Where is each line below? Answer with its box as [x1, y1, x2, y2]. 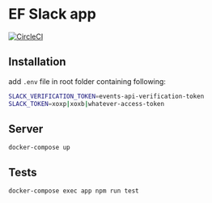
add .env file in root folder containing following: [8, 76, 166, 86]
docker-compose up [8, 143, 70, 152]
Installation [8, 55, 66, 69]
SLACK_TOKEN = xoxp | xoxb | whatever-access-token [8, 99, 164, 108]
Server [8, 122, 44, 136]
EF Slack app [8, 5, 97, 23]
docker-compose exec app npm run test [8, 187, 139, 195]
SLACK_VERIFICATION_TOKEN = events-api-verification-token [8, 92, 205, 100]
